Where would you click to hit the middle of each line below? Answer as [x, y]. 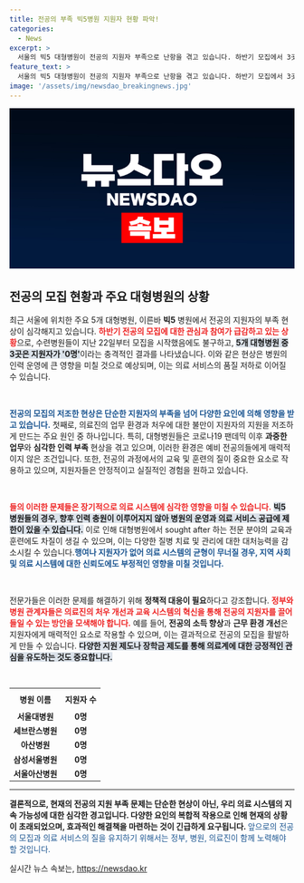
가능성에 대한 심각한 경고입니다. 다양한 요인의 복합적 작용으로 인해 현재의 [145, 815]
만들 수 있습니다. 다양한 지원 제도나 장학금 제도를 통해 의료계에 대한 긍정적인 [151, 646]
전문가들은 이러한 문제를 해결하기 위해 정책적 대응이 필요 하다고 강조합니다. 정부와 [152, 601]
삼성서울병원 [35, 759]
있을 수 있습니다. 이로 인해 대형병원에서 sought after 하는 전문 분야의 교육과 [159, 529]
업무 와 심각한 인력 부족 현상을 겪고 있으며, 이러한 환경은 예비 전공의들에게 [138, 448]
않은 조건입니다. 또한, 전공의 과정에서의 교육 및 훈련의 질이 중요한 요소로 [152, 459]
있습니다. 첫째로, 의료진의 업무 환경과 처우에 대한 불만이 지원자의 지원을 [144, 425]
